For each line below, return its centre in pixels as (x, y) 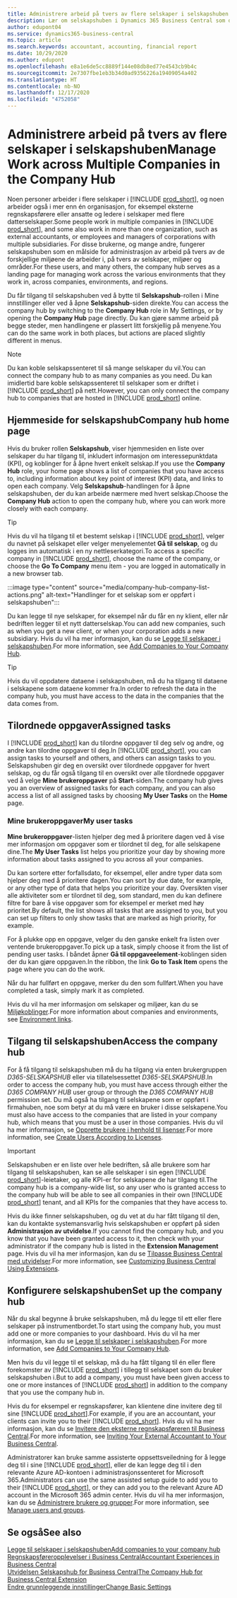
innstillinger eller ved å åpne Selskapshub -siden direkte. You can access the (118, 303)
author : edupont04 (34, 27)
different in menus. (35, 340)
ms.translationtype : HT (42, 80)
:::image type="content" (42, 587)
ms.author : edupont (36, 60)
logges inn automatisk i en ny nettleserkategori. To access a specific (106, 551)
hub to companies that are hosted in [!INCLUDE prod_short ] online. (104, 398)
